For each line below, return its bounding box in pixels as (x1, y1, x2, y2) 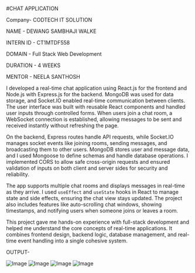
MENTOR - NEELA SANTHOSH (6, 73, 80, 80)
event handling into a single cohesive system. (18, 237, 128, 244)
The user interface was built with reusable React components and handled (6, 103, 186, 110)
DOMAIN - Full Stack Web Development (6, 50, 102, 58)
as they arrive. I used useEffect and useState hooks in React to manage (6, 188, 179, 196)
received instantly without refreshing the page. (6, 122, 119, 129)
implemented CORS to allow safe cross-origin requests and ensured (6, 159, 170, 165)
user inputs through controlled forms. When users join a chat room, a (6, 110, 173, 116)
